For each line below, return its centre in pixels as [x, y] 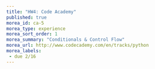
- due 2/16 [22, 56]
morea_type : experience [36, 28]
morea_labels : [24, 51]
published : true [26, 17]
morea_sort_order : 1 [32, 34]
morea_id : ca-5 [25, 23]
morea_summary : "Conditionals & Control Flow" [65, 40]
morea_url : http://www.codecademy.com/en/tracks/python [77, 46]
